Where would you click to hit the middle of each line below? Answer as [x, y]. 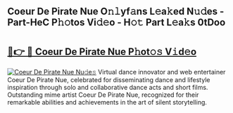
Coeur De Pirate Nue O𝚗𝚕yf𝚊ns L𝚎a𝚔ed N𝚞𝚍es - [116, 12]
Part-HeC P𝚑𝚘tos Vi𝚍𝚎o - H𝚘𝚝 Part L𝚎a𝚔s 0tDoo [116, 23]
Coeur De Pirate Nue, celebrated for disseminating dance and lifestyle [109, 80]
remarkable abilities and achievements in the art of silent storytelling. [107, 102]
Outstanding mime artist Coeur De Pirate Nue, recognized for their [103, 95]
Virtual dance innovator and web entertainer [162, 72]
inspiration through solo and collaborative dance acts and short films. [108, 87]
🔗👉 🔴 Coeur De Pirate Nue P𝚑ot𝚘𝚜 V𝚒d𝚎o [102, 52]
